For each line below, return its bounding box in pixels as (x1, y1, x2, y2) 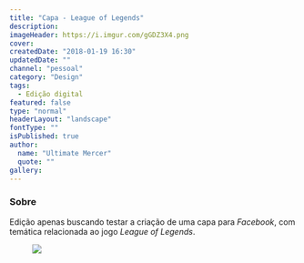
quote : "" (17, 157, 55, 167)
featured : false (9, 97, 71, 107)
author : (9, 140, 39, 149)
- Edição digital (17, 89, 84, 98)
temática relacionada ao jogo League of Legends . (9, 226, 196, 237)
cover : (9, 38, 35, 48)
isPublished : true (9, 132, 79, 141)
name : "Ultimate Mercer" (17, 148, 112, 157)
